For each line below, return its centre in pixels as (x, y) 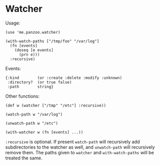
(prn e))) (29, 54)
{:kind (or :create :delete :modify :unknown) (64, 78)
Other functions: (22, 96)
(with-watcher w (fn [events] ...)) (44, 132)
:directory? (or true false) (40, 82)
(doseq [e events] (34, 50)
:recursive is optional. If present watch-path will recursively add (73, 142)
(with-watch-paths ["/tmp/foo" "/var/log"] (52, 41)
